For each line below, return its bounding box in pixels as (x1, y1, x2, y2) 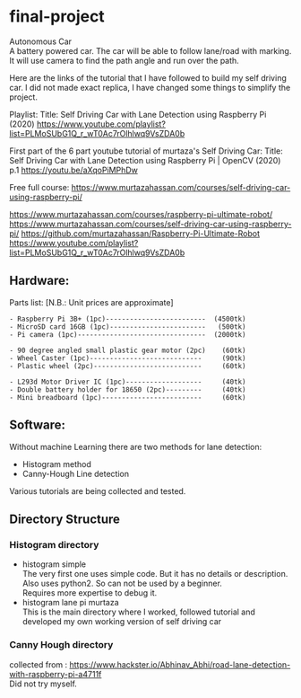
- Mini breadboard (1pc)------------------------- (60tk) (9, 393, 246, 402)
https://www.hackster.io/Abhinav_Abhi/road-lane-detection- (69, 658, 291, 670)
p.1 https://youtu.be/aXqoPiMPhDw (9, 164, 139, 175)
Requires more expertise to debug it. (21, 588, 158, 598)
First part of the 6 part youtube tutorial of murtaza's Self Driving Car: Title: (9, 146, 284, 156)
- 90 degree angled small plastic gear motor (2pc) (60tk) (9, 346, 246, 355)
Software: (9, 418, 65, 433)
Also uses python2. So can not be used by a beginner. (21, 578, 222, 589)
